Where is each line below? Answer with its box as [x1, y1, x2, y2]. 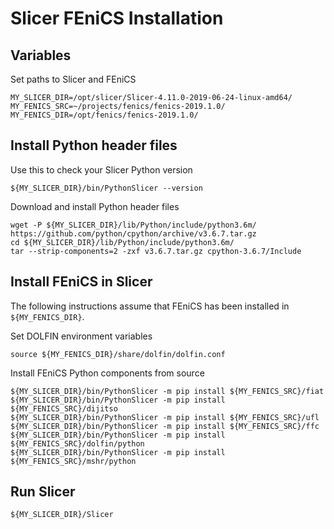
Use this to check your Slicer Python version [10, 163, 193, 176]
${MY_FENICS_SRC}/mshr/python [10, 456, 137, 466]
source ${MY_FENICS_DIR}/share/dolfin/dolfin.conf [10, 349, 226, 359]
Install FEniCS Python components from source [10, 367, 205, 379]
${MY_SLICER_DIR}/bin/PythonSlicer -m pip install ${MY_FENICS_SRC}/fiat [10, 386, 325, 396]
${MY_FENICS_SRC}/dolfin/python [10, 438, 145, 449]
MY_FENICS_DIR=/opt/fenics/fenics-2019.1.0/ [10, 110, 199, 120]
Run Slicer [10, 483, 76, 501]
